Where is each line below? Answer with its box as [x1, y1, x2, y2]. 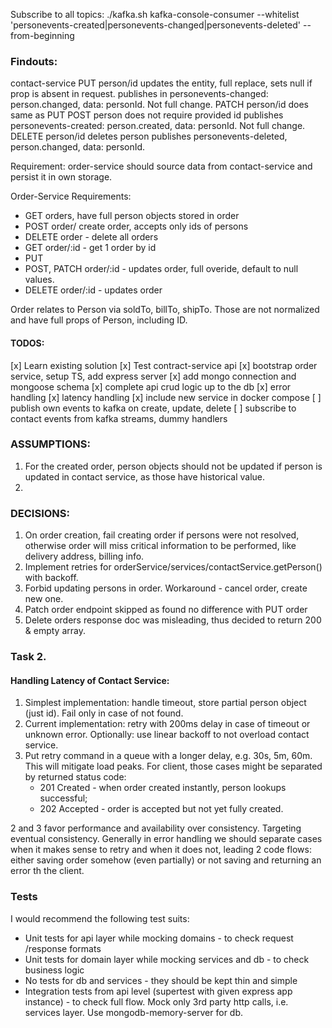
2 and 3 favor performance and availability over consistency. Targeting [10, 822, 302, 834]
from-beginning [10, 30, 75, 41]
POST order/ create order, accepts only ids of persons [24, 220, 249, 233]
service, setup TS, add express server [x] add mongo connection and [10, 370, 297, 382]
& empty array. [24, 625, 86, 637]
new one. [24, 593, 64, 605]
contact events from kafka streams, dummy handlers [10, 412, 228, 424]
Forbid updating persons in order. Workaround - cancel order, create [24, 582, 308, 594]
